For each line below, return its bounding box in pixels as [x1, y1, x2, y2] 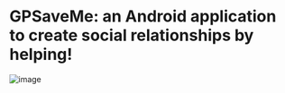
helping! [9, 45, 73, 64]
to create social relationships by [9, 25, 254, 46]
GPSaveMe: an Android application [9, 6, 277, 27]
